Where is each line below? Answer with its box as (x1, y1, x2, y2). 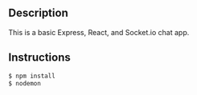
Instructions (8, 51, 71, 65)
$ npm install (8, 72, 56, 80)
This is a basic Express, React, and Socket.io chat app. (8, 27, 190, 37)
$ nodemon (8, 79, 42, 87)
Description (8, 6, 68, 20)
